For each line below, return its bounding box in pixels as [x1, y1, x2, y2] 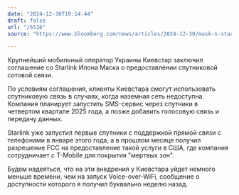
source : [7, 30, 31, 38]
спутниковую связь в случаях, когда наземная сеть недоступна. [7, 92, 205, 101]
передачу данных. [7, 115, 63, 123]
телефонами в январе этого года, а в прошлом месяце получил [7, 136, 201, 145]
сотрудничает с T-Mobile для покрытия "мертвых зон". [7, 151, 174, 160]
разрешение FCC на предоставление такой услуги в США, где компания [7, 143, 229, 152]
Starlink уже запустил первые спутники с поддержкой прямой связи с [7, 128, 222, 137]
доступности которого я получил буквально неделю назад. [7, 180, 188, 189]
